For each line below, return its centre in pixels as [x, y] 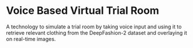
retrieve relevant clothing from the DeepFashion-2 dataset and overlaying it [96, 32]
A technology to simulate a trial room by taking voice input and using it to [94, 27]
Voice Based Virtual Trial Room [83, 11]
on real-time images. [31, 39]
